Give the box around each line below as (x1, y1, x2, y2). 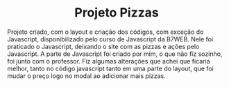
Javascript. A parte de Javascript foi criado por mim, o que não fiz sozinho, (7, 50, 223, 58)
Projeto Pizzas (74, 5, 159, 21)
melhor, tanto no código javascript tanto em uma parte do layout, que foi (7, 64, 214, 72)
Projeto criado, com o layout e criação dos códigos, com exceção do (7, 28, 204, 36)
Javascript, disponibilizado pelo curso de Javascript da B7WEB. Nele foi (7, 35, 214, 43)
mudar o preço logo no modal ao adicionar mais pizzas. (7, 71, 167, 80)
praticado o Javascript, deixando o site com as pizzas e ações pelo (7, 42, 200, 50)
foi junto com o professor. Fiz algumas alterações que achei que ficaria (7, 57, 210, 65)
